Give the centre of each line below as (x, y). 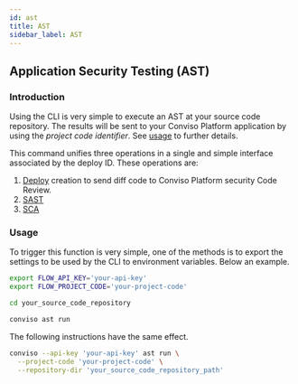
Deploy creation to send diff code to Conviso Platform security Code (149, 181)
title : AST (30, 26)
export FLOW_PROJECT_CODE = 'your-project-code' (98, 287)
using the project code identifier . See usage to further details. (124, 136)
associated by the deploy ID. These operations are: (104, 163)
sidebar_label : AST (46, 34)
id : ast (24, 18)
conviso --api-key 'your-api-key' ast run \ (94, 353)
